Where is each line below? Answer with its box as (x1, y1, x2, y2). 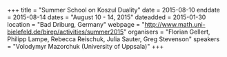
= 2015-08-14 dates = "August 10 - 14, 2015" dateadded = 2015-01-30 (7, 13, 206, 21)
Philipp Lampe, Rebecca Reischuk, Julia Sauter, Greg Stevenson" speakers (7, 35, 220, 43)
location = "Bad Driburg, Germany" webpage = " (7, 21, 145, 28)
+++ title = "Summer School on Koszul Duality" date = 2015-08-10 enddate (7, 6, 221, 14)
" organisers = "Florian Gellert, (123, 27, 210, 36)
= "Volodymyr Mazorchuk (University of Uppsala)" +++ (7, 43, 164, 50)
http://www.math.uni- (144, 21, 206, 28)
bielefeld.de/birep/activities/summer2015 (7, 27, 124, 36)
